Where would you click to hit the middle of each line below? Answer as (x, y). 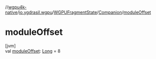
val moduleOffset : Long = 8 (33, 51)
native (11, 12)
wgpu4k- (17, 7)
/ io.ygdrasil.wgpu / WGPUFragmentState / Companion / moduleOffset (84, 12)
